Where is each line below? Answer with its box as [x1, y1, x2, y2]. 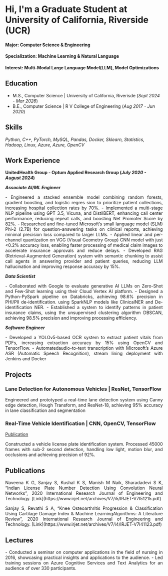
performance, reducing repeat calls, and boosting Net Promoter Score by [5, 216, 163, 222]
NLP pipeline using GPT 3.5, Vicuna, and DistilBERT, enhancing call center [5, 210, 163, 216]
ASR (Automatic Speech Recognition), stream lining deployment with [5, 350, 163, 357]
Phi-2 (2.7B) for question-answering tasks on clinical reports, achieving [5, 226, 163, 232]
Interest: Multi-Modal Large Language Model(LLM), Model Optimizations [5, 64, 159, 71]
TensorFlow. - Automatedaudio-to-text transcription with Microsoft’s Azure [5, 345, 163, 351]
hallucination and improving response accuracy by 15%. [5, 263, 120, 269]
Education [5, 79, 38, 88]
